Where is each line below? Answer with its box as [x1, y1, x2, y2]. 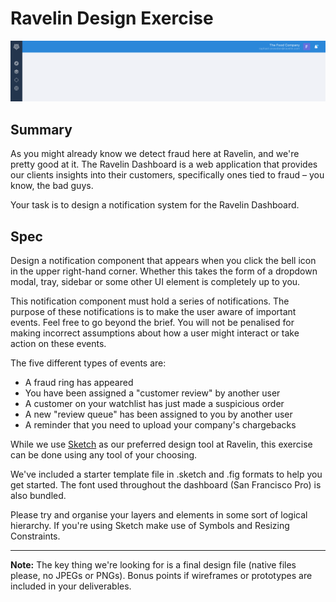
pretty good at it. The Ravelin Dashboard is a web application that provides [10, 158, 318, 171]
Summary [10, 121, 73, 138]
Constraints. [10, 530, 61, 542]
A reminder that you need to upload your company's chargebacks [24, 419, 297, 431]
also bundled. [10, 490, 67, 502]
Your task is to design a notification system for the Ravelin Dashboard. [10, 199, 300, 211]
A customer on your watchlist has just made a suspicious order [24, 398, 285, 410]
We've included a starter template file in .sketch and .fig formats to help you [10, 468, 323, 481]
